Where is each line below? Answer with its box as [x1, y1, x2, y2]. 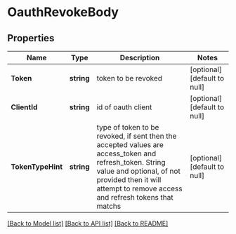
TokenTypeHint [11, 162, 63, 172]
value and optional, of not [96, 166, 181, 176]
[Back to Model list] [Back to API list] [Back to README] [7, 219, 169, 228]
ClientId [11, 102, 38, 112]
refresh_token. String [96, 158, 166, 167]
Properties [7, 32, 55, 44]
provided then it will [96, 175, 162, 184]
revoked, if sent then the [96, 131, 177, 141]
